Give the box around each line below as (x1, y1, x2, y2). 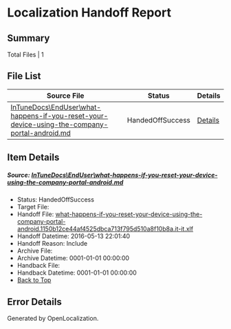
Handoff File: (16, 210, 54, 218)
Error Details (7, 296, 62, 308)
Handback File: (16, 262, 60, 270)
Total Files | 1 (7, 50, 44, 59)
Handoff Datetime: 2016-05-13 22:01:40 (16, 232, 131, 240)
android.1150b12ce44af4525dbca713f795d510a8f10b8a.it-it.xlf (16, 225, 194, 233)
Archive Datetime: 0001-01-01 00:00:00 (16, 254, 129, 262)
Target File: (16, 203, 49, 211)
